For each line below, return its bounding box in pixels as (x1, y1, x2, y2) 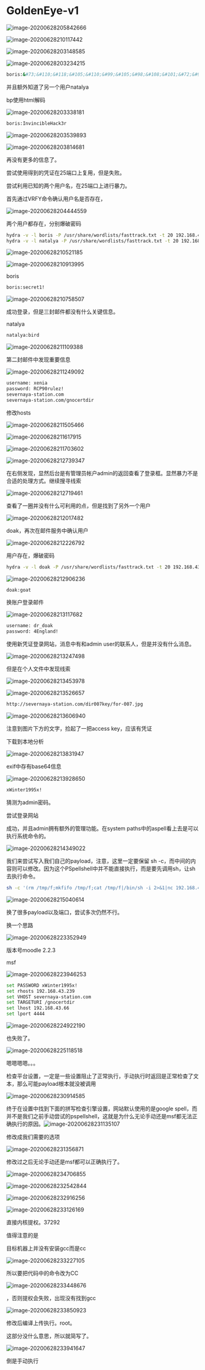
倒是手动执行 (6, 1357, 38, 1364)
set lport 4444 (6, 1011, 45, 1017)
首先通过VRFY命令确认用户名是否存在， (6, 195, 106, 202)
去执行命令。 (6, 872, 38, 879)
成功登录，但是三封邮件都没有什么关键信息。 (6, 308, 119, 315)
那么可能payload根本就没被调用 (16, 1080, 96, 1088)
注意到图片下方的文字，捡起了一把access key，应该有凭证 (6, 725, 153, 732)
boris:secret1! (6, 284, 45, 291)
